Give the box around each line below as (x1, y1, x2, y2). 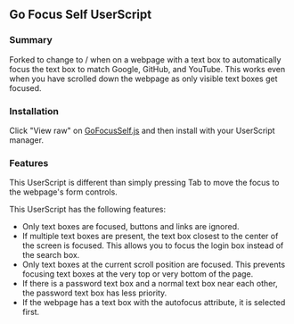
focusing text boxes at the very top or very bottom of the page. (21, 269, 254, 279)
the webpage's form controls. (9, 187, 118, 197)
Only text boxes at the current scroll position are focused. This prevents (21, 259, 286, 270)
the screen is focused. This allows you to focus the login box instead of (21, 240, 284, 251)
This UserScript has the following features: (9, 204, 167, 215)
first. (21, 307, 40, 318)
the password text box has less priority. (21, 287, 167, 298)
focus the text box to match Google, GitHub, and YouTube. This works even (9, 63, 286, 74)
